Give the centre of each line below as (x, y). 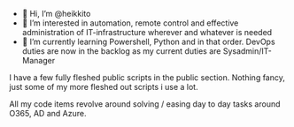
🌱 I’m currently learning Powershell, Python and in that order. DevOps (149, 41)
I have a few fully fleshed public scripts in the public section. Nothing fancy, (147, 78)
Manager (39, 60)
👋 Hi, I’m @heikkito (56, 14)
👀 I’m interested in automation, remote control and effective (130, 23)
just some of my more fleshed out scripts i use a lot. (104, 87)
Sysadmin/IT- (247, 51)
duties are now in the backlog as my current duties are (121, 51)
